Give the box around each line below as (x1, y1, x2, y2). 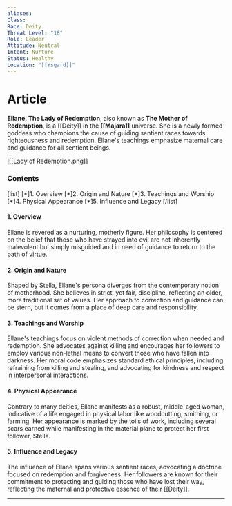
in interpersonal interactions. (7, 371, 89, 380)
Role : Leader (7, 36, 45, 43)
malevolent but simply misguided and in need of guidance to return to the (7, 243, 216, 251)
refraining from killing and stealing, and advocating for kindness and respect (7, 364, 224, 372)
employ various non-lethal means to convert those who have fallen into (7, 349, 209, 358)
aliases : (7, 10, 32, 17)
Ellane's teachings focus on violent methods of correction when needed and (7, 334, 224, 342)
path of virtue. (7, 250, 48, 259)
